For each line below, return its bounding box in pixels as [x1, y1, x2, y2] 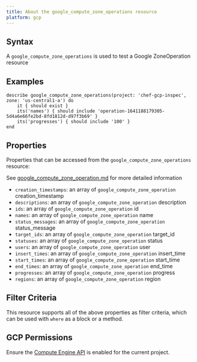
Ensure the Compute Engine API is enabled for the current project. [6, 348, 170, 355]
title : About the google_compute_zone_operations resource [6, 8, 157, 15]
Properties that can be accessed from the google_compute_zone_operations [6, 156, 192, 163]
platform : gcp [6, 14, 42, 20]
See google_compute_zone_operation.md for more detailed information [6, 174, 183, 181]
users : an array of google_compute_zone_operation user [14, 243, 151, 250]
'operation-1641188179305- [97, 108, 165, 114]
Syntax [6, 37, 34, 47]
